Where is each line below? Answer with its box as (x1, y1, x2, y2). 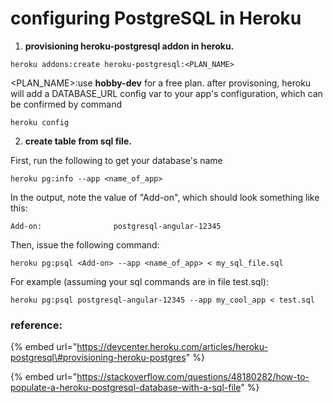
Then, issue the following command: (10, 238, 160, 251)
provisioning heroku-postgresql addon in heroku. (24, 40, 235, 52)
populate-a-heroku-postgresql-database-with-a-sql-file (10, 382, 242, 394)
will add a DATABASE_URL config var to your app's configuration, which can (10, 87, 323, 99)
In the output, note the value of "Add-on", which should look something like (10, 191, 320, 203)
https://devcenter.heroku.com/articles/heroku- (76, 341, 268, 353)
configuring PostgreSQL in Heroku (10, 7, 302, 30)
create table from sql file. (24, 135, 132, 147)
